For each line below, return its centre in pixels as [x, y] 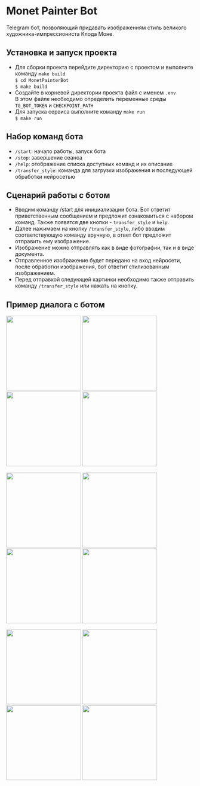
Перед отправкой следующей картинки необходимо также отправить [104, 280]
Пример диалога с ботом [56, 305]
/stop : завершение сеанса [48, 157]
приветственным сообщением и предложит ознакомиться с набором [104, 216]
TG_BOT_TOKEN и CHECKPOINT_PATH [54, 105]
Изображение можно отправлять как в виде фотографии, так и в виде [104, 248]
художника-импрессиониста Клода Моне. [60, 33]
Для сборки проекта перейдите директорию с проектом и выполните [104, 67]
